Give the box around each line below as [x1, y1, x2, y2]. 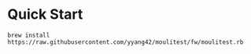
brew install [7, 31, 50, 39]
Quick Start [7, 5, 83, 23]
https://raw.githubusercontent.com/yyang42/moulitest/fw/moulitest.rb [7, 38, 244, 46]
